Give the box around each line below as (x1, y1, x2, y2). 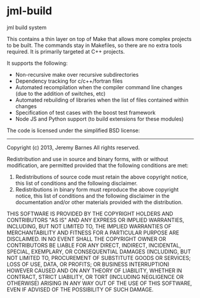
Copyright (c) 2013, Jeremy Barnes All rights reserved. (7, 144, 140, 151)
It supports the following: (7, 59, 68, 67)
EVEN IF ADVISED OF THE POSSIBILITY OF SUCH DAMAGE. (7, 286, 154, 293)
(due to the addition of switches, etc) (15, 90, 106, 97)
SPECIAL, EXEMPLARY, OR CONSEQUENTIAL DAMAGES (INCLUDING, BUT (7, 248, 192, 255)
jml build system (7, 24, 47, 31)
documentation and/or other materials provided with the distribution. (15, 198, 183, 206)
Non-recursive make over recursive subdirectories (15, 71, 139, 78)
